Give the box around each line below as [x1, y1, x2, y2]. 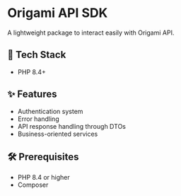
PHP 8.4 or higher [17, 173, 70, 182]
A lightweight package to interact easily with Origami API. [7, 28, 175, 37]
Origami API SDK [7, 5, 108, 21]
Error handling [17, 115, 59, 123]
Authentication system [17, 107, 83, 115]
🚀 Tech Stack [7, 49, 66, 61]
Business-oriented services [17, 129, 98, 138]
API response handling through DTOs [17, 122, 126, 130]
